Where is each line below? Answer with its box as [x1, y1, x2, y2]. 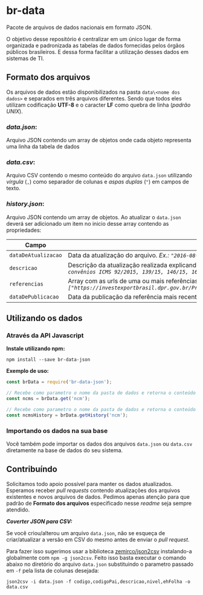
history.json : [6, 200, 45, 208]
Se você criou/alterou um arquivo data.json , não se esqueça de [6, 529, 166, 536]
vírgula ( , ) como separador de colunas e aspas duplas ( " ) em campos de [6, 178, 189, 185]
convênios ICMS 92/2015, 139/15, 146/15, [68, 268, 189, 275]
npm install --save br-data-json [6, 357, 91, 363]
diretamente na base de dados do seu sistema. [6, 447, 123, 454]
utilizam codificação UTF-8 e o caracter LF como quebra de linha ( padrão [6, 101, 191, 108]
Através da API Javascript [6, 331, 84, 340]
